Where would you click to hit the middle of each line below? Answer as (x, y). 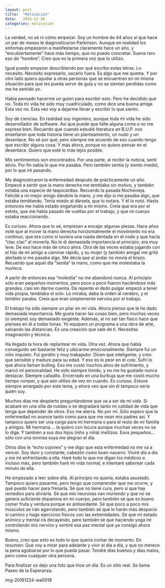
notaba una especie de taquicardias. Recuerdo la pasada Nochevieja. (75, 190)
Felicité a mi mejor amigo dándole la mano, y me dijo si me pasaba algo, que (82, 196)
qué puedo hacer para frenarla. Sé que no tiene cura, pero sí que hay (75, 488)
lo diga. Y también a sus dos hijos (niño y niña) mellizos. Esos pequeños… (80, 432)
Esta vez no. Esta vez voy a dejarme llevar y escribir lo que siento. (72, 109)
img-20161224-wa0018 (29, 580)
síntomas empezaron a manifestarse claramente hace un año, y (69, 48)
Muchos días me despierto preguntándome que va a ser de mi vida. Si (76, 401)
